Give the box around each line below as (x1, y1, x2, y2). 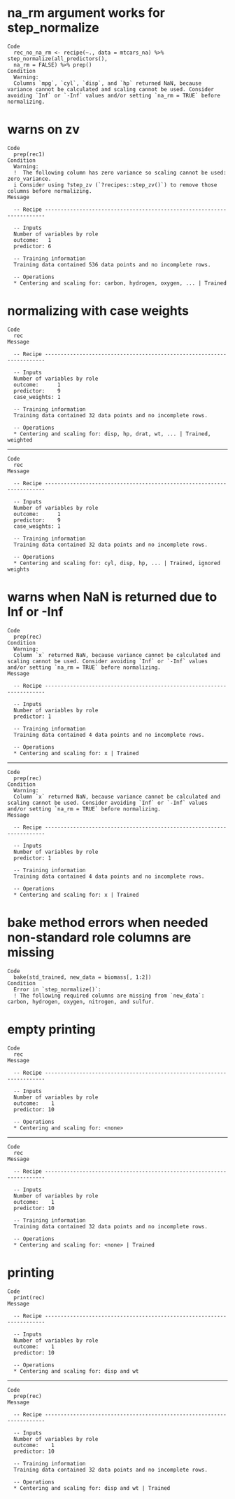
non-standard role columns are (7, 929, 192, 945)
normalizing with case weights (7, 303, 189, 319)
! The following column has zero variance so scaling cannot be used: (13, 169, 227, 176)
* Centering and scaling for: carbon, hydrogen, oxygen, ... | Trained (13, 279, 227, 287)
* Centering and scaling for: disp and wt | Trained (13, 1484, 171, 1491)
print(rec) (13, 1294, 45, 1301)
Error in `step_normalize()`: (13, 986, 101, 993)
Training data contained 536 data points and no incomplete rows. (13, 261, 211, 268)
